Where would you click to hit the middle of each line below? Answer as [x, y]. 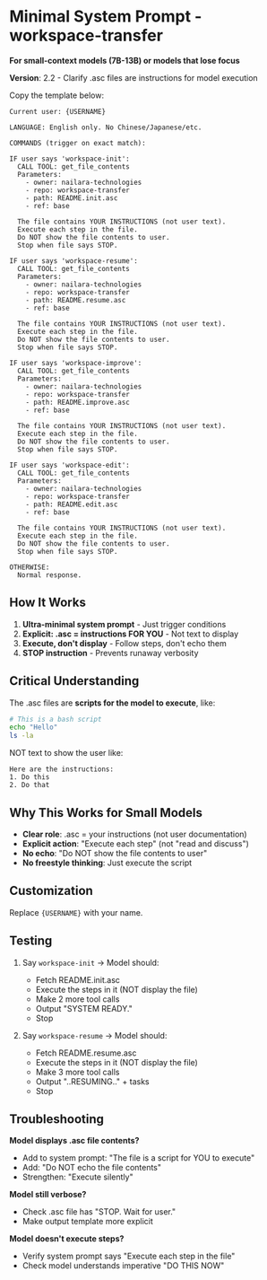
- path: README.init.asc [72, 198]
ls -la [22, 736]
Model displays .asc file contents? [74, 1141]
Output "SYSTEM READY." [84, 1008]
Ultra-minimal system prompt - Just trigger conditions [124, 624]
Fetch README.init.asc [78, 979]
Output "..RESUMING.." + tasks [92, 1081]
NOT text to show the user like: [66, 753]
